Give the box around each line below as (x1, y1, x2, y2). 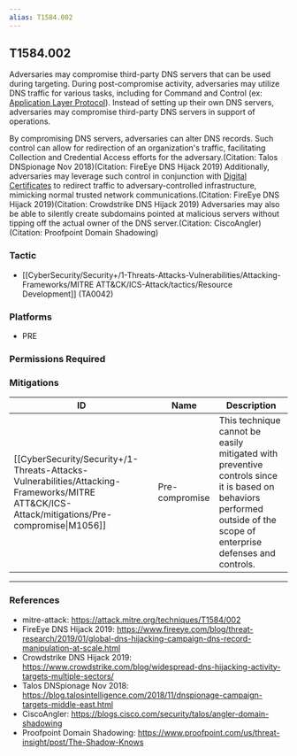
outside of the (218, 514, 277, 527)
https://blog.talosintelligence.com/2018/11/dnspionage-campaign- (21, 690, 263, 700)
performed (218, 503, 263, 515)
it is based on (218, 481, 275, 493)
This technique (218, 414, 281, 427)
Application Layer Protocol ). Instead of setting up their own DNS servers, (9, 97, 274, 108)
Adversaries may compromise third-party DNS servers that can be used (9, 69, 271, 80)
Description (225, 399, 277, 412)
